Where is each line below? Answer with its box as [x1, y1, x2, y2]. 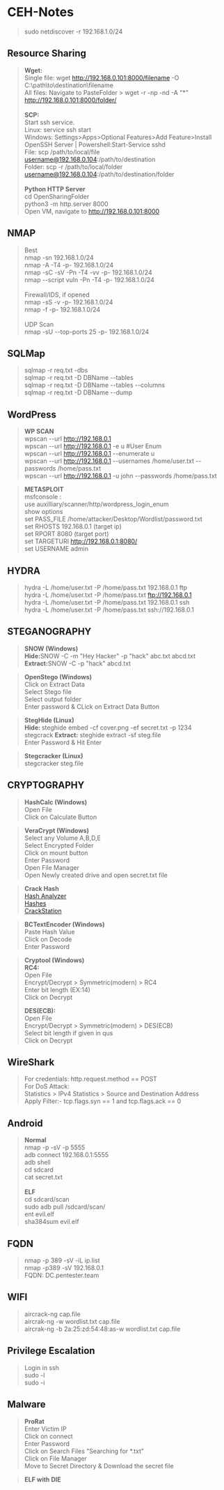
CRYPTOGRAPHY [7, 779, 85, 791]
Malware [7, 1399, 46, 1410]
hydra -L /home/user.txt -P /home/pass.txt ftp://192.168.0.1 [24, 591, 192, 599]
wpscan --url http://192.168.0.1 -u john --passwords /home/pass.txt [24, 472, 217, 480]
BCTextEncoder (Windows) [24, 920, 105, 929]
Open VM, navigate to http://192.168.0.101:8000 [24, 207, 160, 215]
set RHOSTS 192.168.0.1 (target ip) [24, 522, 122, 531]
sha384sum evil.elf [24, 1218, 79, 1226]
